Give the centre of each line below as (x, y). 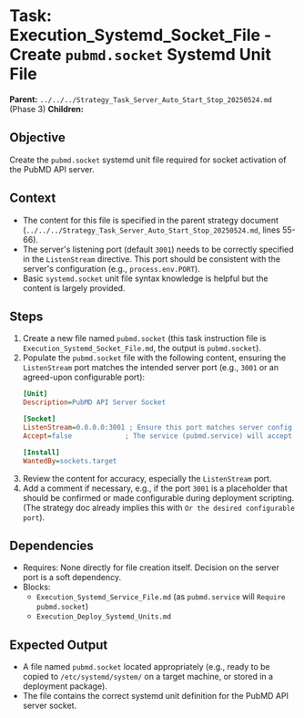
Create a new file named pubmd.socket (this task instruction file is (144, 338)
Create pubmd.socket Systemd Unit (140, 55)
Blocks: (36, 587)
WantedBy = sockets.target (70, 461)
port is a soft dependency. (72, 578)
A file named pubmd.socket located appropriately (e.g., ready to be (146, 667)
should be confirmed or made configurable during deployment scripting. (158, 497)
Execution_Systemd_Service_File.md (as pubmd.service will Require (161, 597)
